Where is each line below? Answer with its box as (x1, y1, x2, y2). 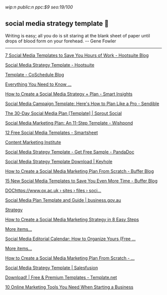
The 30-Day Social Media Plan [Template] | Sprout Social (5, 110, 122, 116)
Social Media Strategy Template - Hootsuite (5, 62, 94, 68)
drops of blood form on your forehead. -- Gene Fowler (5, 38, 116, 44)
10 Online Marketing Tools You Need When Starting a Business (5, 284, 134, 290)
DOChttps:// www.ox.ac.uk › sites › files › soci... (5, 187, 101, 193)
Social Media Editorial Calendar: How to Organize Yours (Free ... (5, 236, 136, 242)
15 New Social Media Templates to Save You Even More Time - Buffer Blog (5, 177, 158, 184)
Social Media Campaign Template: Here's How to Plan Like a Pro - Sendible (5, 100, 160, 107)
